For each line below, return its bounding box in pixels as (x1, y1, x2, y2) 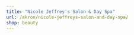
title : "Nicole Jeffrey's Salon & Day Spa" (6, 8, 116, 15)
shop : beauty (6, 20, 39, 26)
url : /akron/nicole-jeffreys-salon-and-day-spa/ (6, 14, 129, 20)
